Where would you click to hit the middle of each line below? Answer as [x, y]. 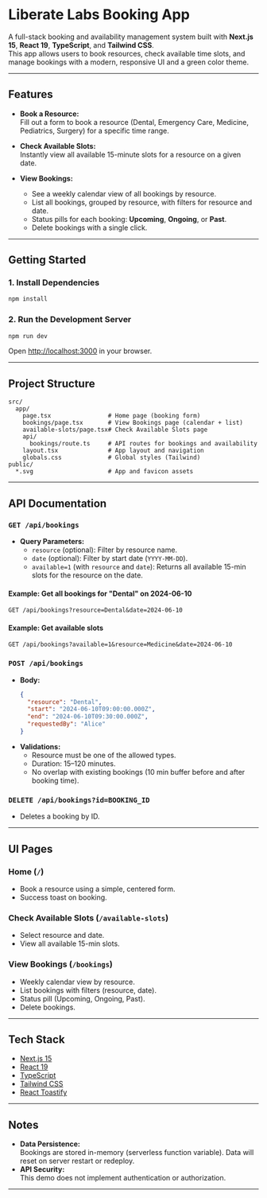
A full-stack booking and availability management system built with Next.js [131, 37]
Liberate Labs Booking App [99, 15]
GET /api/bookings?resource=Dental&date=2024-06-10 [95, 610]
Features [31, 94]
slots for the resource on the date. [87, 575]
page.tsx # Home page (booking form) [112, 416]
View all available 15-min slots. [70, 943]
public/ [21, 465]
